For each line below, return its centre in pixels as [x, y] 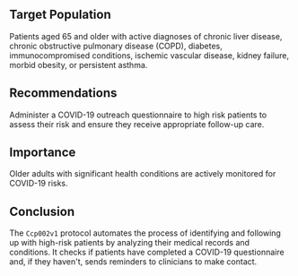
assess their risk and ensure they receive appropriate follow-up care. [137, 124]
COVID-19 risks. [39, 184]
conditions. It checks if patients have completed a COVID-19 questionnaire [147, 252]
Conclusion [42, 211]
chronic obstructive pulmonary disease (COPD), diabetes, [116, 46]
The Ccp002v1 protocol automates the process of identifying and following [145, 233]
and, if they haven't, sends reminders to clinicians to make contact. [133, 262]
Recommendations [63, 93]
